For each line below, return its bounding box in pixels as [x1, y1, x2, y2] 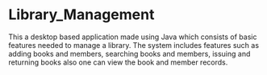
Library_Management [8, 6, 155, 24]
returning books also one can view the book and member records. [8, 57, 228, 67]
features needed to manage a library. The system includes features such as [8, 40, 260, 49]
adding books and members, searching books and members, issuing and [8, 49, 251, 58]
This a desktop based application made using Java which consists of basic [8, 32, 257, 41]
